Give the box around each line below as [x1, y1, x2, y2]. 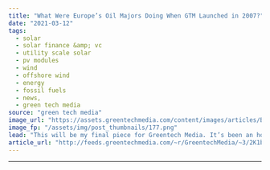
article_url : [8, 138, 52, 147]
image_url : [8, 116, 45, 124]
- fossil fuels [15, 86, 67, 95]
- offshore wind [15, 71, 70, 79]
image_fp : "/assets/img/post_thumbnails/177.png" [8, 123, 178, 132]
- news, [15, 94, 42, 102]
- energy [15, 79, 45, 87]
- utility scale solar [15, 49, 92, 57]
